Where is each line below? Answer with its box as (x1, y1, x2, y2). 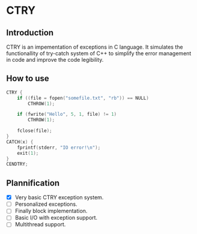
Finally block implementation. (14, 208, 88, 215)
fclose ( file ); (17, 128, 52, 134)
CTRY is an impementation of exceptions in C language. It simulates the (6, 43, 183, 50)
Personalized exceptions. (14, 200, 77, 208)
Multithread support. (14, 221, 66, 228)
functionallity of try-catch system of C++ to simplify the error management (6, 50, 192, 57)
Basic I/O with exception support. (14, 214, 98, 221)
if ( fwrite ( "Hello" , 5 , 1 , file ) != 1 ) (17, 112, 117, 118)
